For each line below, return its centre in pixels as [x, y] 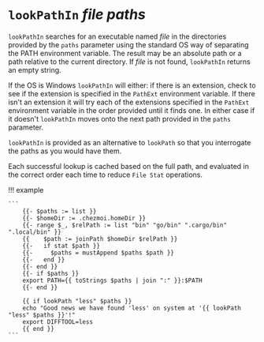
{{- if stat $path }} [61, 246]
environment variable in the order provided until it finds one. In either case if [132, 110]
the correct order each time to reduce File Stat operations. [106, 175]
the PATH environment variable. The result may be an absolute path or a [125, 53]
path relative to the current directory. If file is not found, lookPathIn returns [129, 62]
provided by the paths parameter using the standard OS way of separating [129, 44]
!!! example [26, 190]
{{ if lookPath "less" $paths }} [77, 301]
